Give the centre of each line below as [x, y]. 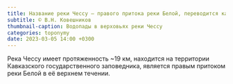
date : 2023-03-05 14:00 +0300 [51, 39]
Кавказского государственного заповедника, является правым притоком [116, 66]
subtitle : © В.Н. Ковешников [49, 20]
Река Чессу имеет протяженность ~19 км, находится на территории [109, 59]
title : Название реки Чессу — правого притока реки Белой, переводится [113, 13]
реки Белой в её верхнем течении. [59, 74]
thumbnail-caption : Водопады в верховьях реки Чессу [85, 26]
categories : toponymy [38, 33]
